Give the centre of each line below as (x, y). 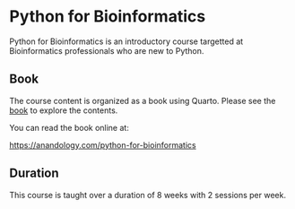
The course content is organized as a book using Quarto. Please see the (143, 100)
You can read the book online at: (69, 127)
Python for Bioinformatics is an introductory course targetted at (126, 41)
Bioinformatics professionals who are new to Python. (107, 50)
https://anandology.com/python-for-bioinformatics (103, 144)
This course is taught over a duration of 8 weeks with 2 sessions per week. (148, 195)
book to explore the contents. (64, 110)
